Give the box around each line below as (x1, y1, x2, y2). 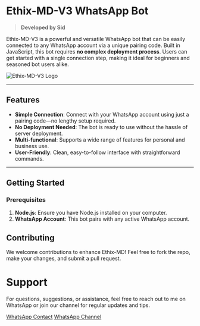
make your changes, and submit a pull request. (6, 255, 121, 262)
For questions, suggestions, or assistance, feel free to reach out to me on (6, 296, 186, 303)
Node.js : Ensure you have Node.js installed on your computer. (14, 209, 167, 217)
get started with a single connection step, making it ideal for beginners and (6, 54, 190, 61)
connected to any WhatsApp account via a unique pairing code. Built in (6, 42, 180, 49)
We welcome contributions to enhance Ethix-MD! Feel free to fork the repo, (6, 249, 190, 256)
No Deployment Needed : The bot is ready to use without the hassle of (14, 123, 188, 130)
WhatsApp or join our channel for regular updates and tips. (6, 302, 151, 309)
